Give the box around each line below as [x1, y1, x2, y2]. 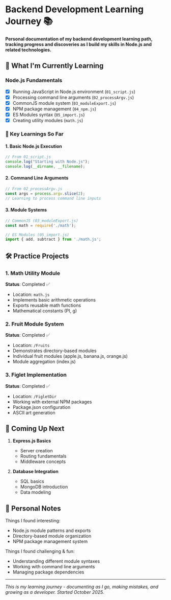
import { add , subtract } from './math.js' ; [5, 237, 101, 242]
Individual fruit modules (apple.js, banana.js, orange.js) [12, 353, 128, 359]
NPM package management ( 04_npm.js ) [12, 106, 97, 112]
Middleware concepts [20, 458, 66, 465]
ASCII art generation [12, 409, 55, 416]
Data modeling [20, 489, 51, 495]
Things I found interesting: [5, 518, 61, 524]
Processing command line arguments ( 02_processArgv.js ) [12, 94, 134, 100]
